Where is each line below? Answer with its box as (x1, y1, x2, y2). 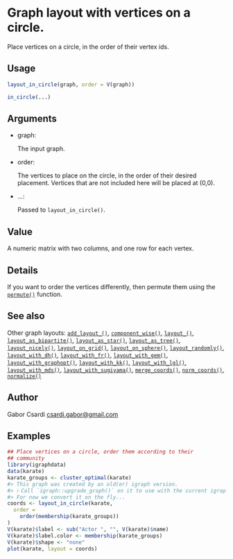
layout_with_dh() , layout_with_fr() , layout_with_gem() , (7, 350, 169, 359)
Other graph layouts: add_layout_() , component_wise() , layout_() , (7, 328, 194, 337)
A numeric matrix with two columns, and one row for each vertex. (7, 244, 194, 252)
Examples (7, 430, 51, 442)
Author (7, 392, 38, 404)
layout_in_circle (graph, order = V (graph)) (7, 81, 135, 88)
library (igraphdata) (7, 461, 67, 469)
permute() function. (7, 290, 62, 298)
